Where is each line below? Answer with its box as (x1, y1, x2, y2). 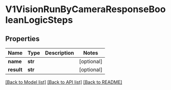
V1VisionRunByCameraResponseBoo (5, 4, 166, 15)
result (8, 66, 23, 73)
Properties (5, 34, 40, 43)
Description (45, 50, 74, 56)
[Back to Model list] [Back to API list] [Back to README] (5, 79, 123, 85)
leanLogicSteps (5, 14, 73, 26)
